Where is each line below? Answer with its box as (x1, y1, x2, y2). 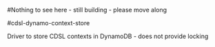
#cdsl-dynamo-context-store (7, 19, 90, 27)
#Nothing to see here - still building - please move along (7, 6, 167, 14)
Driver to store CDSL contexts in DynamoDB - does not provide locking (7, 32, 209, 40)
